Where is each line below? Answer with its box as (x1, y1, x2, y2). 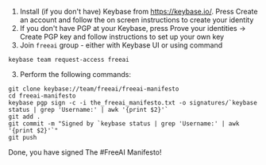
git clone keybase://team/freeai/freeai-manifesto (8, 85, 179, 93)
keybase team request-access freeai (8, 56, 129, 63)
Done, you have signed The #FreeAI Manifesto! (8, 148, 162, 157)
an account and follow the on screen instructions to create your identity (19, 15, 254, 25)
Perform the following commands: (19, 70, 131, 79)
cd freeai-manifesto (8, 92, 77, 100)
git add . (8, 113, 41, 121)
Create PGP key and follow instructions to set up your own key (19, 32, 225, 41)
